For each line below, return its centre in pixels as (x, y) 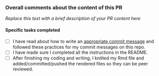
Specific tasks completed (33, 30)
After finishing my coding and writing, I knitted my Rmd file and (78, 58)
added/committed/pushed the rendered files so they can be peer (80, 63)
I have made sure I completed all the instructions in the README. (80, 52)
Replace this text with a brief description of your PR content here (73, 19)
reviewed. (23, 69)
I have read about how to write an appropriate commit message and (83, 41)
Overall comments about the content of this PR (64, 8)
